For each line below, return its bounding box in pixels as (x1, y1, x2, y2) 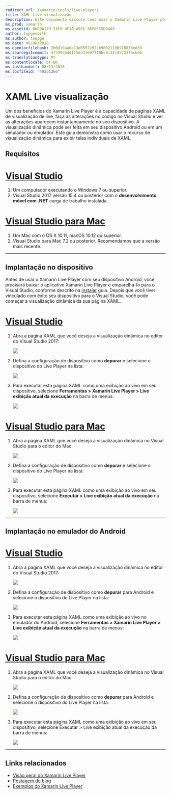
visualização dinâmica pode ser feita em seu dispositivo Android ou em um (5, 124, 162, 130)
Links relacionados (5, 759, 67, 767)
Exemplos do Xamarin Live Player (12, 783, 83, 789)
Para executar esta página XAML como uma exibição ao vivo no (12, 614, 147, 620)
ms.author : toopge (5, 36, 44, 41)
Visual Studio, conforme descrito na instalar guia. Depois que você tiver (5, 287, 156, 294)
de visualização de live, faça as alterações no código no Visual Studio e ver (5, 113, 164, 119)
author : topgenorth (5, 31, 47, 36)
